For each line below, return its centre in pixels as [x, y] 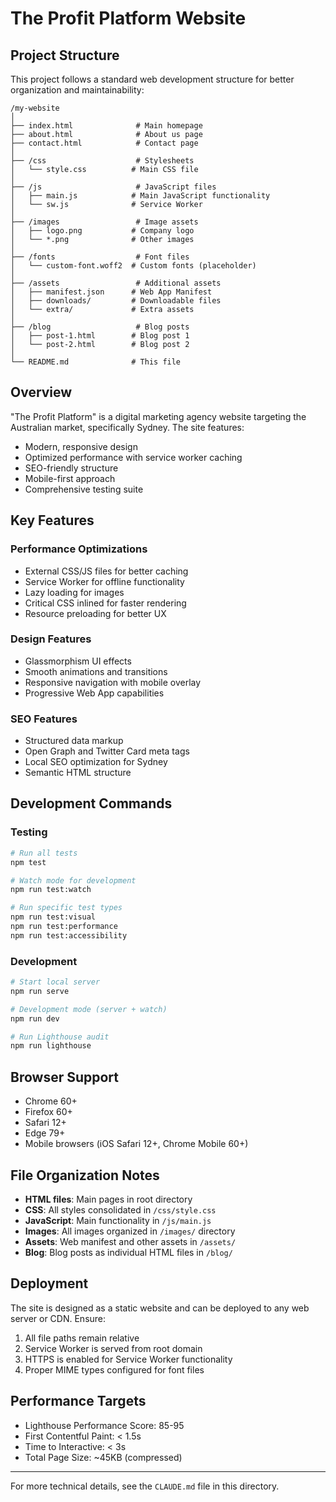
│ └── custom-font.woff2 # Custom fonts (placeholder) [133, 266]
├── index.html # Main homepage [106, 126]
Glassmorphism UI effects [78, 661]
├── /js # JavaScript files [113, 187]
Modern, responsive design [81, 446]
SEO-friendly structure [71, 468]
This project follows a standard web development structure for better [152, 79]
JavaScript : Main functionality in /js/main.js [118, 1220]
